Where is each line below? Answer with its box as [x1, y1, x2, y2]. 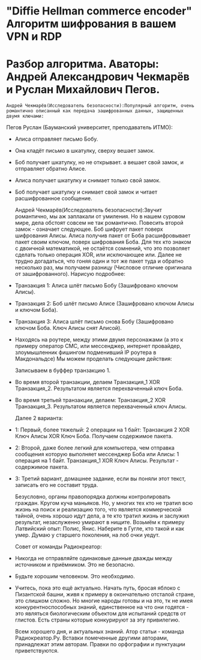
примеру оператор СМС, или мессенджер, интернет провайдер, [14, 343, 182, 350]
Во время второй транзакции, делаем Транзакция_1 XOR [14, 379, 160, 386]
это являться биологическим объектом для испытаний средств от [14, 610, 186, 617]
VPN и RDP [6, 30, 62, 43]
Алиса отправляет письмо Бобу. [14, 135, 98, 142]
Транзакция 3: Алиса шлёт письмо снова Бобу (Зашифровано [14, 318, 174, 325]
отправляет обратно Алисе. [14, 165, 86, 173]
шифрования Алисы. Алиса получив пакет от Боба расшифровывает [14, 232, 191, 239]
